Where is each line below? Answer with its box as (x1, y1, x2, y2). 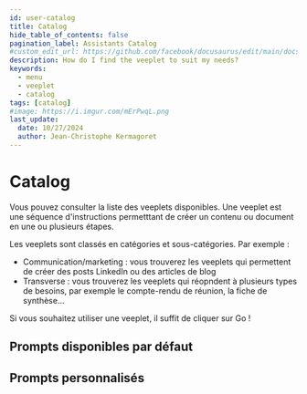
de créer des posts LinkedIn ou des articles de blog (22, 265, 217, 276)
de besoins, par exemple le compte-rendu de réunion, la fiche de (22, 285, 268, 296)
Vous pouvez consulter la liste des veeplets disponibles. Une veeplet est (9, 202, 281, 213)
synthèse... (22, 295, 65, 306)
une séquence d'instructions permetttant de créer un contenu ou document (9, 211, 294, 222)
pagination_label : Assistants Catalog (9, 38, 157, 48)
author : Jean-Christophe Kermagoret (17, 132, 157, 141)
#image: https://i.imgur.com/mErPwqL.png (9, 107, 170, 116)
